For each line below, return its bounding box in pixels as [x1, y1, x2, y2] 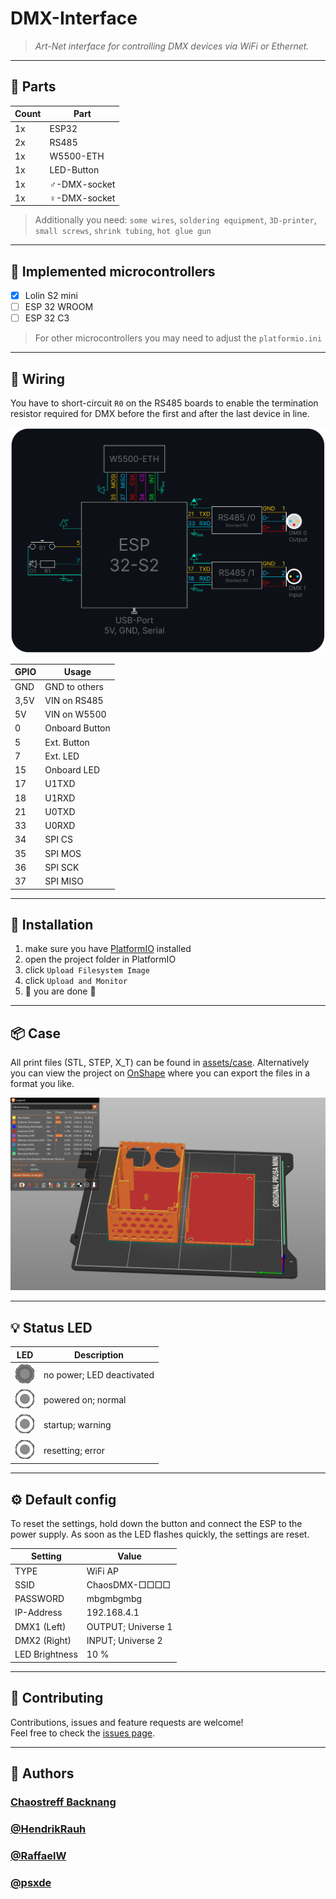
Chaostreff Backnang [10, 1795, 117, 1809]
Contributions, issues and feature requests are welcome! [10, 1716, 244, 1728]
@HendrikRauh [10, 1822, 87, 1836]
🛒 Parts [10, 78, 57, 96]
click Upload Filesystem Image [24, 964, 150, 976]
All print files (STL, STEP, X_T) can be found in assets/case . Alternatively [10, 1057, 310, 1069]
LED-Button [49, 164, 100, 176]
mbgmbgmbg [86, 1593, 143, 1605]
